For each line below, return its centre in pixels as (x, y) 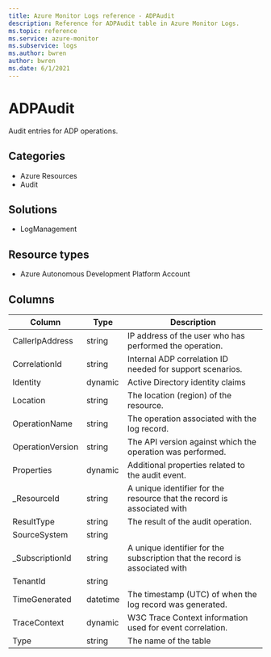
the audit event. (157, 475)
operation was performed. (177, 452)
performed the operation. (175, 346)
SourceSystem (40, 534)
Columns (31, 299)
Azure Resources (49, 175)
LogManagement (48, 229)
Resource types (49, 254)
